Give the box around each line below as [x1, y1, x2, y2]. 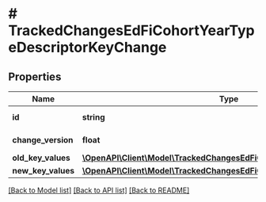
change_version [12, 135, 74, 145]
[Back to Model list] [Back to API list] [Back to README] [8, 185, 190, 195]
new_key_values [12, 166, 75, 176]
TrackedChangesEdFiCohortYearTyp [8, 21, 255, 40]
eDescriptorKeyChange [8, 39, 167, 56]
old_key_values [12, 152, 71, 163]
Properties [8, 70, 62, 83]
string [82, 112, 105, 123]
